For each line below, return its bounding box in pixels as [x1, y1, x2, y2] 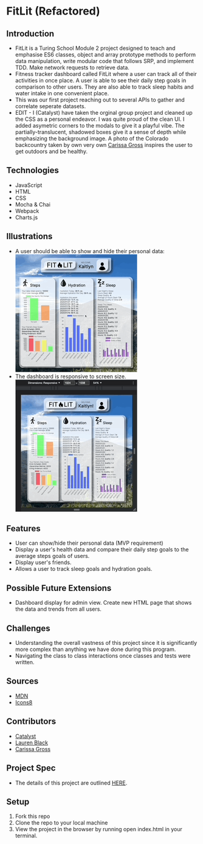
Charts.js [15, 214, 38, 221]
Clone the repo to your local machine [15, 819, 108, 826]
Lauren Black [15, 739, 49, 746]
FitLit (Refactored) [6, 4, 100, 18]
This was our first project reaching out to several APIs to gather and [15, 96, 185, 103]
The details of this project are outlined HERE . [15, 779, 128, 786]
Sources [6, 676, 39, 687]
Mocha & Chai [15, 200, 50, 208]
